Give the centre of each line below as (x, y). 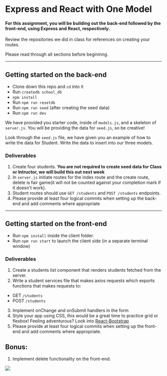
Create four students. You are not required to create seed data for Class (87, 166)
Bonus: (16, 347)
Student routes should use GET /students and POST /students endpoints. (86, 193)
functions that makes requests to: (46, 286)
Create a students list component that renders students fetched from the (87, 270)
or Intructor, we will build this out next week (58, 172)
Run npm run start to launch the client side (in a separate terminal (80, 241)
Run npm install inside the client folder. (53, 236)
